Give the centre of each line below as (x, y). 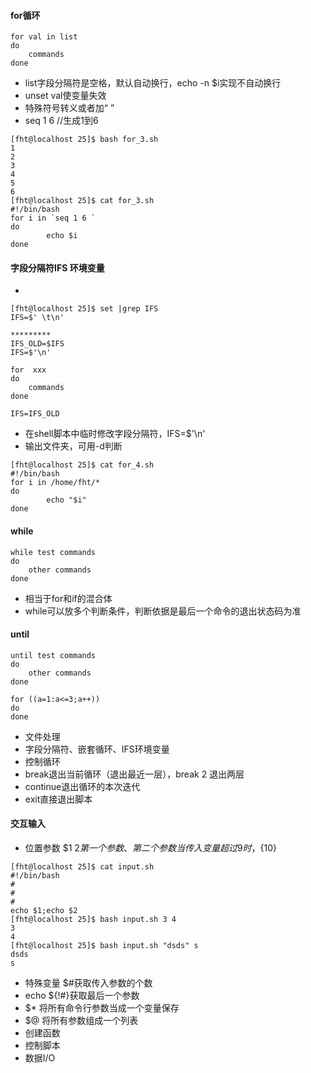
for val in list (44, 37)
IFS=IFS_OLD (35, 414)
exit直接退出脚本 (58, 799)
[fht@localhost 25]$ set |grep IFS (84, 309)
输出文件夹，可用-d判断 (73, 446)
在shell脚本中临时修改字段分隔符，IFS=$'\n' (115, 434)
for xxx (28, 370)
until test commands (53, 655)
